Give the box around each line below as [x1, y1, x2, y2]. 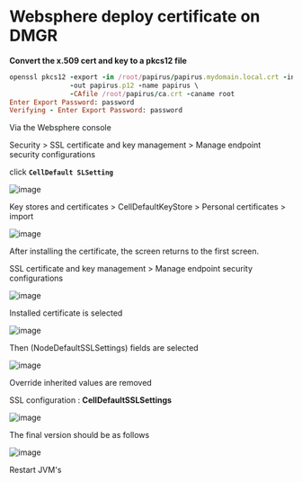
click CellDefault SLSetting [9, 166, 114, 177]
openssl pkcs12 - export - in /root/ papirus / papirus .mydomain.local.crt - [9, 72, 288, 82]
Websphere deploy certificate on [9, 6, 261, 27]
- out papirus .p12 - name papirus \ [69, 81, 200, 90]
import [9, 211, 34, 222]
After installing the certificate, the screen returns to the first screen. [9, 245, 260, 257]
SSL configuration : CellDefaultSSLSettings [9, 395, 173, 406]
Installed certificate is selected [9, 308, 123, 318]
